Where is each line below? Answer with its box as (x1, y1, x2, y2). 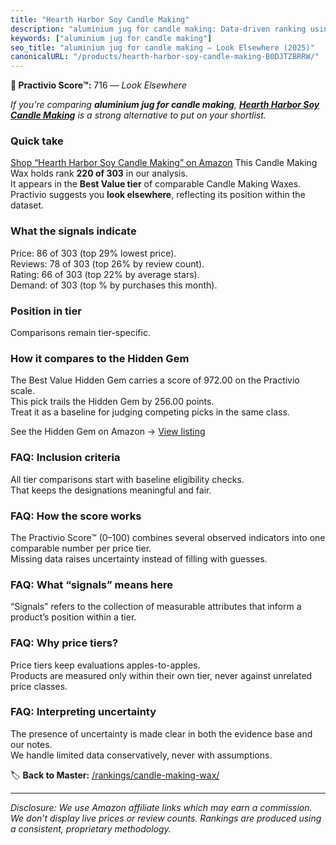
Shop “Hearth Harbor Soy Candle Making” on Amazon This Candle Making (10, 157, 318, 169)
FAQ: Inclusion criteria (10, 451, 121, 465)
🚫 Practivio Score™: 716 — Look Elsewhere (10, 79, 187, 91)
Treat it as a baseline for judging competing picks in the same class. (10, 406, 290, 418)
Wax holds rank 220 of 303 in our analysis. (10, 167, 188, 180)
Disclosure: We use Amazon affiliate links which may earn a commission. (10, 801, 313, 813)
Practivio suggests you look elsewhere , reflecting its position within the (10, 189, 306, 201)
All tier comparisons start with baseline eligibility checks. (10, 473, 245, 485)
